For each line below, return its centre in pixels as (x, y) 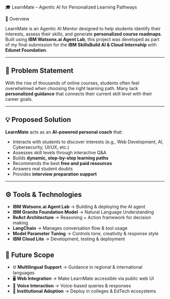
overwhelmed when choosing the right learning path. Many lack (72, 88)
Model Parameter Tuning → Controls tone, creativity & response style (86, 234)
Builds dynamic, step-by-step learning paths (60, 158)
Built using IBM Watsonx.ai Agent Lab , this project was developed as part (82, 39)
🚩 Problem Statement (39, 71)
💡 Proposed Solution (38, 120)
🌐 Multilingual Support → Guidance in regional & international (77, 267)
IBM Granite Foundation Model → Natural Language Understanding (83, 212)
